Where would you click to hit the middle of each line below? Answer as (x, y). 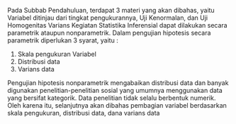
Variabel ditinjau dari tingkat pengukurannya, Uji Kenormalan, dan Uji (107, 18)
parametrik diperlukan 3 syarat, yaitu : (63, 40)
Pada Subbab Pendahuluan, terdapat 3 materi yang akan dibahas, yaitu (111, 10)
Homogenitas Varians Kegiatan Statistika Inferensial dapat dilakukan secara (118, 25)
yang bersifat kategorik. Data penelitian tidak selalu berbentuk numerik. (112, 98)
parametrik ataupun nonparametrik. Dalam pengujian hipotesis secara (109, 33)
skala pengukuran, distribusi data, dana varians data (84, 113)
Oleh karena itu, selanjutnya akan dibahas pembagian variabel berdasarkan (117, 105)
